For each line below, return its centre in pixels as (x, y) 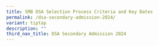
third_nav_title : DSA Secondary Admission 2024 (66, 34)
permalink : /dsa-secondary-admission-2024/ (61, 17)
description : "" (26, 28)
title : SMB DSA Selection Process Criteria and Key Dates (79, 12)
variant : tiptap (26, 23)
